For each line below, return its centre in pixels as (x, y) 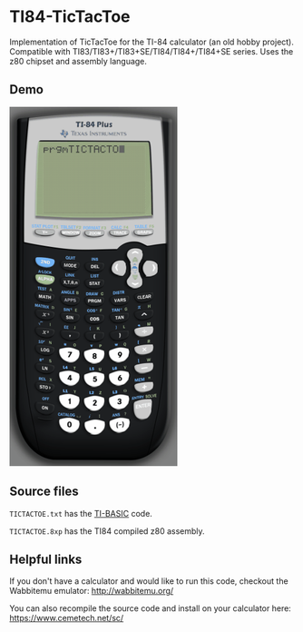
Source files (44, 492)
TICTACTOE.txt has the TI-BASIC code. (81, 513)
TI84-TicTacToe (70, 17)
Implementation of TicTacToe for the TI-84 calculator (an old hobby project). (152, 42)
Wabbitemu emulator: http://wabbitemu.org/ (92, 591)
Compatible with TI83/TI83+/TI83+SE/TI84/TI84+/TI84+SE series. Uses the (151, 51)
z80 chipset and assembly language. (78, 61)
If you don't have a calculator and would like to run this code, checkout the (149, 581)
